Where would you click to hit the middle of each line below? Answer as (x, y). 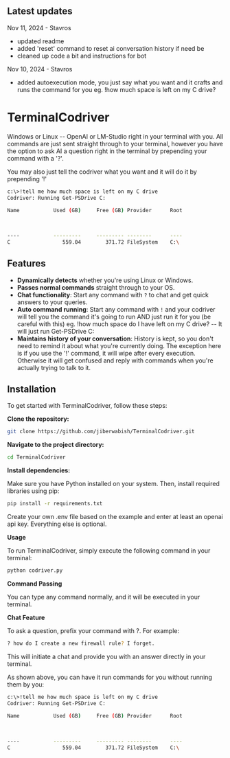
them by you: (26, 684)
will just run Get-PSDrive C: (56, 331)
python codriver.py (35, 571)
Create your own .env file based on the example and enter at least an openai (115, 517)
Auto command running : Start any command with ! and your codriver (116, 309)
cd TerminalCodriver (37, 457)
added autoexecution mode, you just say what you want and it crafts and (120, 82)
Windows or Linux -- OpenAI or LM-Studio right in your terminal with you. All (115, 136)
